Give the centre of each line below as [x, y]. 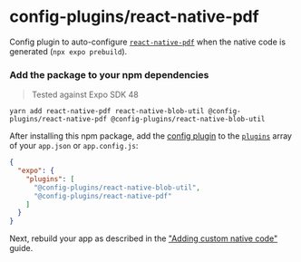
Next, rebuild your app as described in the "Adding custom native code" [144, 238]
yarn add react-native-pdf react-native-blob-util [107, 112]
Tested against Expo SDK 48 [85, 95]
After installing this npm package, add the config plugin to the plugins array [151, 136]
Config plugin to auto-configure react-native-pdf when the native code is [148, 42]
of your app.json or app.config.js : [74, 146]
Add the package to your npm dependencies [109, 74]
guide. [21, 248]
